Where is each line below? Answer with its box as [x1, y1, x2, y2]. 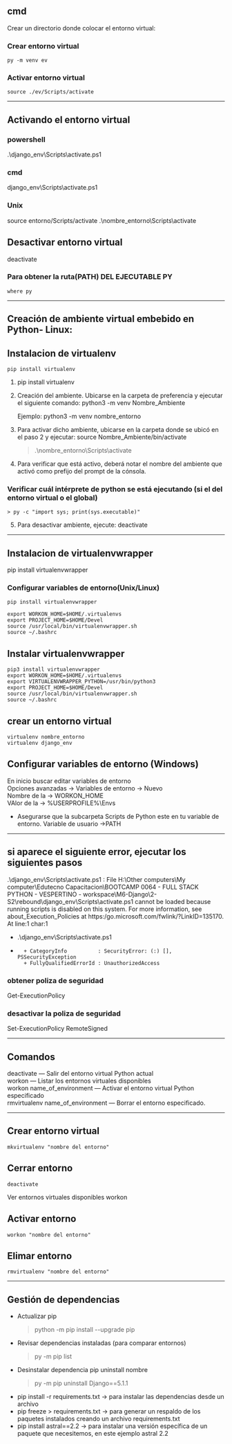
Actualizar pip [17, 1312, 57, 1321]
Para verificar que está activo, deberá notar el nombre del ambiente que [17, 460, 222, 468]
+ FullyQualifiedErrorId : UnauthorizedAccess [23, 959, 160, 966]
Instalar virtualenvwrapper [7, 647, 125, 660]
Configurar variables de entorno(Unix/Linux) [7, 583, 160, 593]
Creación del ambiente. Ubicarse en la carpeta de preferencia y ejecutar [17, 391, 223, 399]
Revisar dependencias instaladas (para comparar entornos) [17, 1339, 186, 1347]
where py [7, 287, 32, 295]
